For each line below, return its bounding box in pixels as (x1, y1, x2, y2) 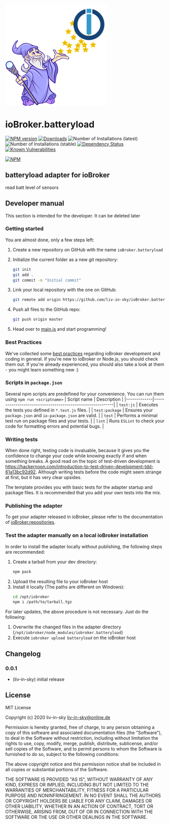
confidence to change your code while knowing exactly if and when (5, 453, 147, 459)
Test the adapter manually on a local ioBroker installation (5, 532, 148, 539)
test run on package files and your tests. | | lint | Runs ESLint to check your (5, 418, 165, 424)
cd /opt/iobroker (12, 594, 50, 599)
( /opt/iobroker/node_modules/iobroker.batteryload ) (12, 629, 123, 636)
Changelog (5, 649, 41, 658)
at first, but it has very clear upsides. (5, 474, 82, 481)
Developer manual (5, 199, 64, 208)
